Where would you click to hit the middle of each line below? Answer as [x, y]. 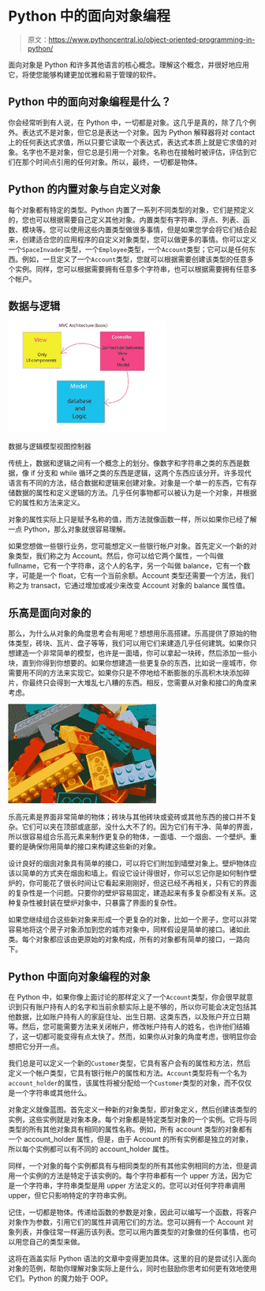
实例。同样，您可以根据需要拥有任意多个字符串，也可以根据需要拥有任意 [132, 268]
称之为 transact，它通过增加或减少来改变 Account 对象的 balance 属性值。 [129, 586]
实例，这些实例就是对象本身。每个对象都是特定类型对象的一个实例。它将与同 [132, 1119]
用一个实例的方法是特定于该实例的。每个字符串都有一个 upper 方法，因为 [127, 1176]
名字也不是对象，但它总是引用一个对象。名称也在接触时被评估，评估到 [136, 152]
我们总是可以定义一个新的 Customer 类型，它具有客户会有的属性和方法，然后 [129, 1063]
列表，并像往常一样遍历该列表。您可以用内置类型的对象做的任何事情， [129, 1232]
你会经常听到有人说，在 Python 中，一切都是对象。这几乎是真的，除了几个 [129, 122]
